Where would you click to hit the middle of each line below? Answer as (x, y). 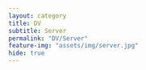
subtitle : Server (38, 31)
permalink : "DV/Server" (48, 38)
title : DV (25, 23)
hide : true (27, 53)
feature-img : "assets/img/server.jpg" (73, 46)
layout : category (38, 16)
